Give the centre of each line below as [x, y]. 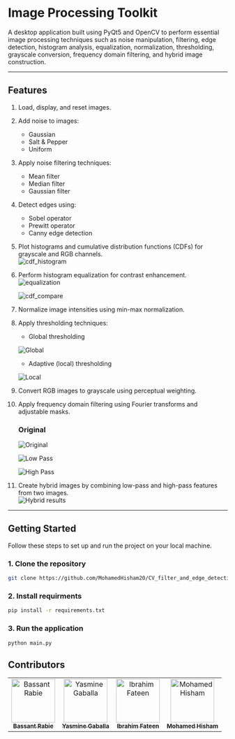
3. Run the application [46, 629]
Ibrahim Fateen [138, 726]
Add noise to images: [48, 121]
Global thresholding [57, 336]
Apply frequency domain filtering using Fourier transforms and [108, 404]
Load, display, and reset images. [65, 107]
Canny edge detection [60, 233]
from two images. [43, 493]
